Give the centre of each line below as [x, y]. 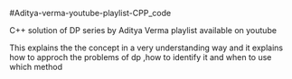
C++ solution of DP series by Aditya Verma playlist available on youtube [143, 30]
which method [36, 67]
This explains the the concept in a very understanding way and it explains [146, 48]
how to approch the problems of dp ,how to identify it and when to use [141, 57]
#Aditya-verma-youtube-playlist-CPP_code [90, 13]
